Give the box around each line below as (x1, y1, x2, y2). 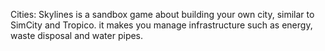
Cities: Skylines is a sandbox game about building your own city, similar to (10, 9, 315, 20)
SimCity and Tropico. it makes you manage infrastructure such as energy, (10, 19, 313, 31)
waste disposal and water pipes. (10, 30, 144, 41)
